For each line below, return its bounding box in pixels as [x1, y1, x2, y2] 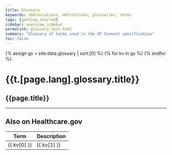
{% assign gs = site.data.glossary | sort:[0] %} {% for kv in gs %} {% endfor [5, 50, 166, 56]
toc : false [5, 36, 29, 42]
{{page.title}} [5, 94, 50, 103]
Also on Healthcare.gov [5, 118, 82, 126]
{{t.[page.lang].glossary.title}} [5, 74, 140, 85]
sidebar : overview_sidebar [5, 22, 63, 27]
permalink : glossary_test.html [5, 27, 72, 32]
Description [36, 132, 66, 140]
